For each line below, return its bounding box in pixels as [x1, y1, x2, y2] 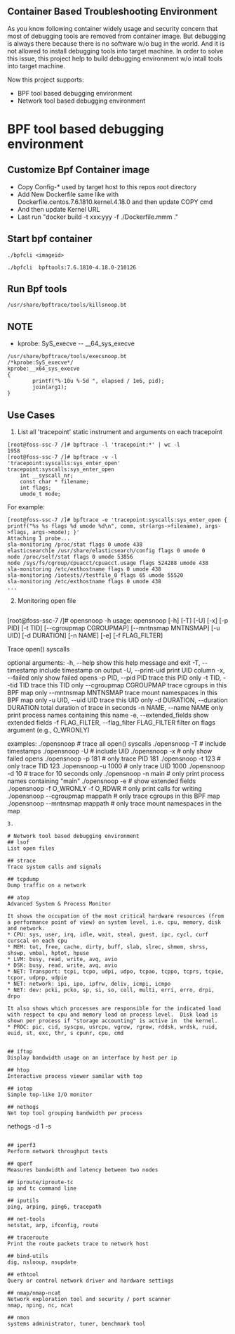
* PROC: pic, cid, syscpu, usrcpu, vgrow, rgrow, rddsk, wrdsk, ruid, [7, 1024, 218, 1031]
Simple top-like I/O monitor [7, 1091, 93, 1098]
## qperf [7, 1160, 33, 1167]
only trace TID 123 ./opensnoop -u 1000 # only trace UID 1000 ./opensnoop [7, 762, 226, 770]
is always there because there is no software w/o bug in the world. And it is [7, 39, 225, 48]
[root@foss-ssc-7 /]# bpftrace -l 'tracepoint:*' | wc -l [7, 441, 180, 449]
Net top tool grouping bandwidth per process [7, 1110, 142, 1117]
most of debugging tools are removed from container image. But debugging [7, 32, 227, 40]
